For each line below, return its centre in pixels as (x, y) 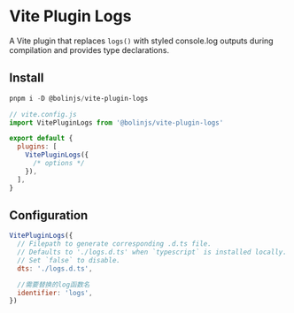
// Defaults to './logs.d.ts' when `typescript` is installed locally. (152, 252)
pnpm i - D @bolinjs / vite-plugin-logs (79, 98)
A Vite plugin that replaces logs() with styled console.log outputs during (141, 41)
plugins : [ (37, 147)
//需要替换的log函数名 (54, 285)
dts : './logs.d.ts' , (55, 268)
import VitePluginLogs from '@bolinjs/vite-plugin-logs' (116, 122)
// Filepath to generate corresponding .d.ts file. (115, 244)
